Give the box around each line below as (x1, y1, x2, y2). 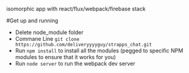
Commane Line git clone (15, 35, 80, 42)
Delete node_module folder (15, 29, 84, 36)
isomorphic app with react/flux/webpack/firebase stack (6, 5, 146, 12)
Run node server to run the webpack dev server (15, 60, 135, 67)
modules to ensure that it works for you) (15, 54, 116, 60)
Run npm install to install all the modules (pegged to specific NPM (15, 47, 184, 54)
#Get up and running (6, 17, 59, 24)
